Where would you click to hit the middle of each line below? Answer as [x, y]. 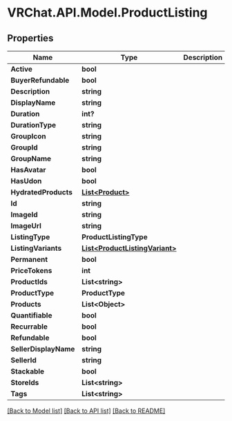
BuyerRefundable [40, 80]
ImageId [24, 215]
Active [22, 69]
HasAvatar [28, 170]
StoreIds [25, 382]
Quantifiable [31, 315]
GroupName [31, 158]
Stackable [28, 371]
